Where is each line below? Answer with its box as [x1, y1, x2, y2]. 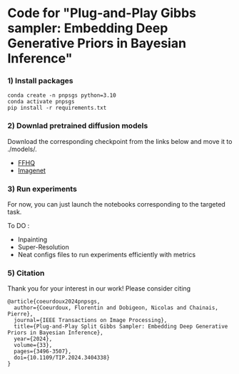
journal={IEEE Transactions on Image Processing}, [14, 317, 168, 324]
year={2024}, [14, 336, 53, 343]
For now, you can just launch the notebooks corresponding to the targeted [7, 200, 226, 209]
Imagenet [17, 166, 46, 175]
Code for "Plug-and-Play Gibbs [7, 5, 197, 21]
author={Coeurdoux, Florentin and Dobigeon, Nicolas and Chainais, [14, 304, 219, 311]
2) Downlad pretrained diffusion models [7, 121, 148, 131]
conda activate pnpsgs [7, 98, 75, 105]
